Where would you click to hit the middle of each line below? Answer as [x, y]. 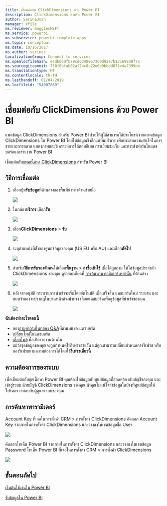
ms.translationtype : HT [30, 71]
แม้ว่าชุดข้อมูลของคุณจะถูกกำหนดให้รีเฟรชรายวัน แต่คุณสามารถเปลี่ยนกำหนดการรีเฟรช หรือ [87, 345]
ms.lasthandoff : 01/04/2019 [35, 80]
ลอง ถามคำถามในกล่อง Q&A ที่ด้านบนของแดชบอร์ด [54, 328]
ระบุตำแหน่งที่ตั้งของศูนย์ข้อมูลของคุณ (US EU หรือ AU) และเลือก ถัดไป [72, 248]
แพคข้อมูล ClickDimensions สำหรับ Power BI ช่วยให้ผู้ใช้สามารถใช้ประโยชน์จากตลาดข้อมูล [83, 134]
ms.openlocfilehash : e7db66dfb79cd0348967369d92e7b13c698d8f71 [73, 61]
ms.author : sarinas [26, 52]
